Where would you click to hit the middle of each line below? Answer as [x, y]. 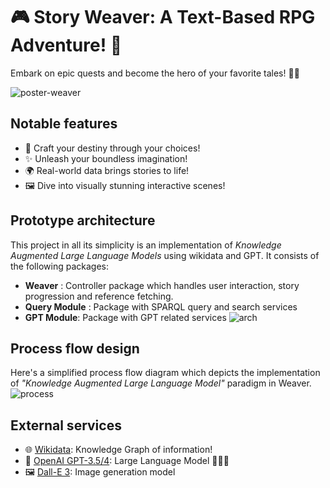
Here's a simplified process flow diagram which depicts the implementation [165, 373]
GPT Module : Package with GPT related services [125, 317]
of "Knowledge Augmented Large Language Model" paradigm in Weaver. [161, 383]
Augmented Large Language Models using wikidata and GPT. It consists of [165, 255]
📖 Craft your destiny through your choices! [112, 148]
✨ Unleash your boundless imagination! [106, 158]
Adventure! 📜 [66, 45]
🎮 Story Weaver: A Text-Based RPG [163, 17]
